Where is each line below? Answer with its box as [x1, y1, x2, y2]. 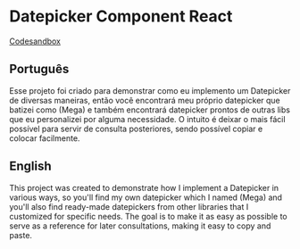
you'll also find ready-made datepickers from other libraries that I [9, 201, 249, 212]
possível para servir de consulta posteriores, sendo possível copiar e [9, 123, 263, 134]
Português [9, 62, 70, 77]
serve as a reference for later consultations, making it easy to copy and [9, 220, 271, 231]
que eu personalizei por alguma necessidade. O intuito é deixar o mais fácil [9, 113, 286, 124]
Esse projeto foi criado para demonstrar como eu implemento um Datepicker [9, 85, 291, 95]
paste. [9, 229, 33, 240]
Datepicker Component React [9, 6, 233, 27]
